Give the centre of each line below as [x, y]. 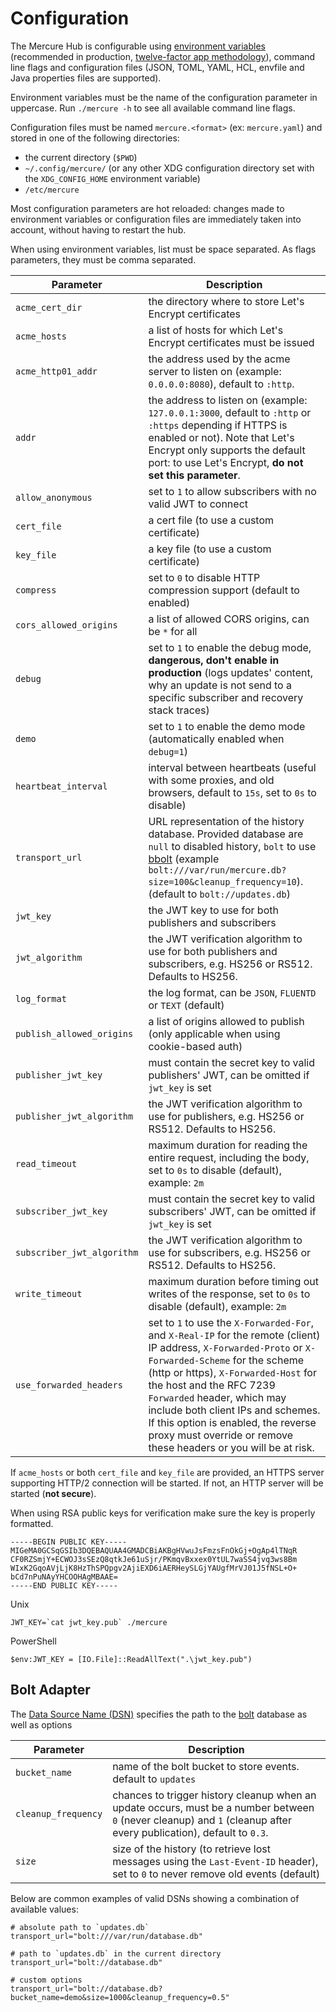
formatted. [32, 1523]
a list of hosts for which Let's [216, 330]
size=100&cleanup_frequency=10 [222, 881]
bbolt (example [184, 859]
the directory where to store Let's [226, 301]
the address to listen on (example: [228, 400]
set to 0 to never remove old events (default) [216, 1874]
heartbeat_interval [61, 786]
